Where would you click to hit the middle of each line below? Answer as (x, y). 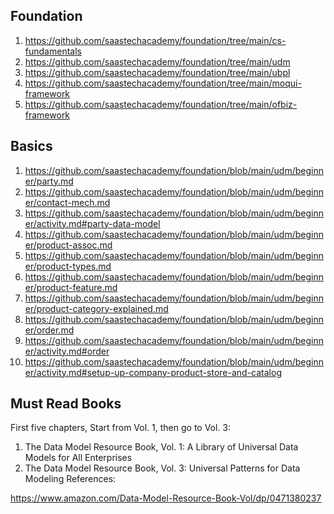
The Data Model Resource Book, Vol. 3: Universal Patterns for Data (162, 468)
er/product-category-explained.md (96, 308)
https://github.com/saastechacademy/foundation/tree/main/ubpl (157, 72)
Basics (31, 146)
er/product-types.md (68, 266)
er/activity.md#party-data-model (92, 223)
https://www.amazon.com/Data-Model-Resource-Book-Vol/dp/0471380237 (166, 498)
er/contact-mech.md (67, 202)
